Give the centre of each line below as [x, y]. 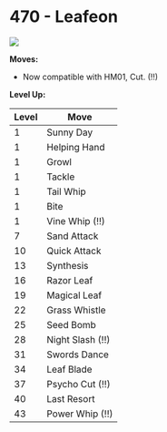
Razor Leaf [70, 280]
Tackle [61, 177]
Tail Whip [66, 191]
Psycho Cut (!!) [79, 384]
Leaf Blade [69, 369]
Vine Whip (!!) [76, 221]
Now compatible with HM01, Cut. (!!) [90, 77]
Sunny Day [70, 132]
